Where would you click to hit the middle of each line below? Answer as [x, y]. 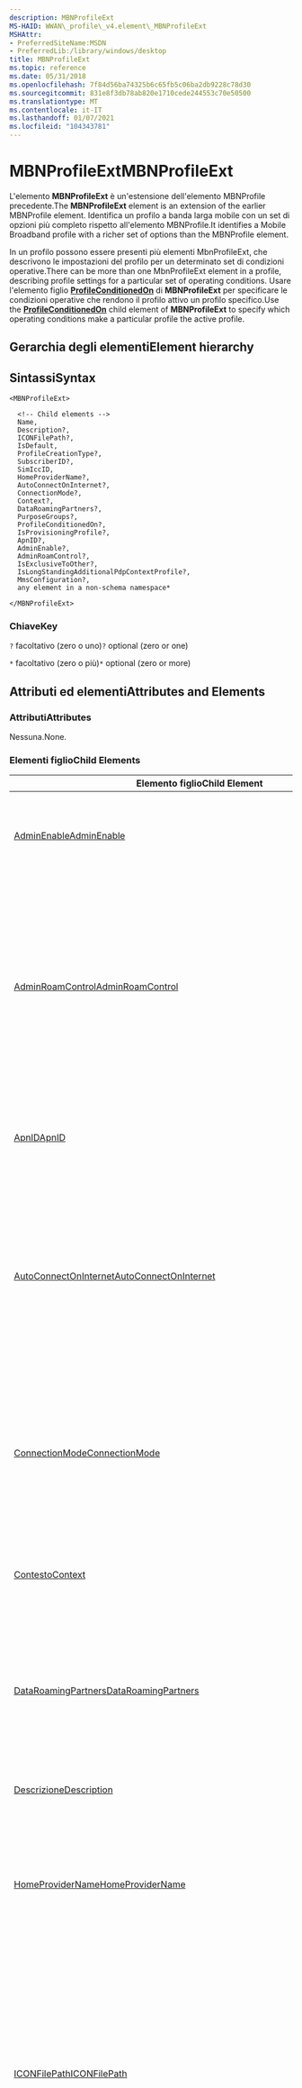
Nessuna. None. [38, 737]
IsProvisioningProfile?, [64, 533]
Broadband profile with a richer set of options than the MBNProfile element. [149, 234]
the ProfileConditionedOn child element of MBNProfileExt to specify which [150, 309]
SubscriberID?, [46, 462]
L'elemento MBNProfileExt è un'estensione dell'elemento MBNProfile [138, 196]
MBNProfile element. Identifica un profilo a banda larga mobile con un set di [150, 215]
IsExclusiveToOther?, [58, 564]
